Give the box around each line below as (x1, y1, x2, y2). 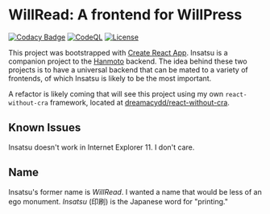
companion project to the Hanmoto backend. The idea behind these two (8, 56, 247, 66)
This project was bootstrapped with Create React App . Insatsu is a (8, 47, 228, 57)
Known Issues (8, 121, 81, 134)
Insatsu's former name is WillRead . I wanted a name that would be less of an (8, 187, 262, 196)
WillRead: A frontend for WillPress (8, 6, 243, 24)
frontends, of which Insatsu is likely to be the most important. (8, 73, 212, 83)
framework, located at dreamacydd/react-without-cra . (49, 97, 230, 107)
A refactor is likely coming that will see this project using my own (8, 88, 224, 98)
